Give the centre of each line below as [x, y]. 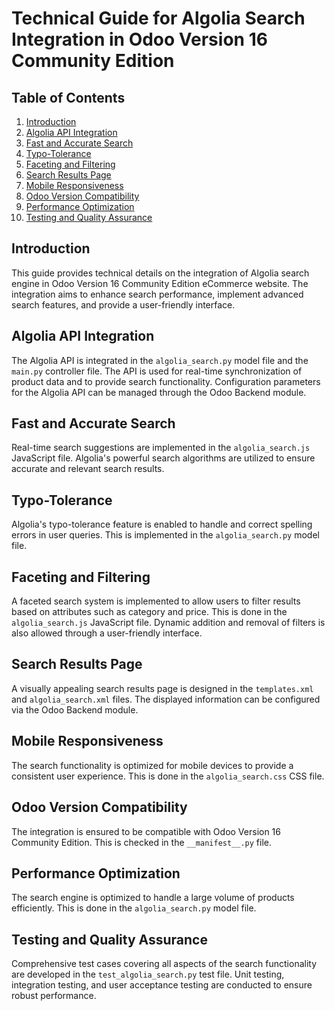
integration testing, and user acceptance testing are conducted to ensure [162, 985]
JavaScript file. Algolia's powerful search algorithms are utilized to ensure [163, 458]
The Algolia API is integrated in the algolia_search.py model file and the [160, 360]
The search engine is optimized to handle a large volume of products [153, 898]
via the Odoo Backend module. [75, 709]
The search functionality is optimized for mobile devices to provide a [152, 765]
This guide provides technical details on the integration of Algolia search [160, 273]
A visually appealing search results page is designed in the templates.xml [162, 688]
